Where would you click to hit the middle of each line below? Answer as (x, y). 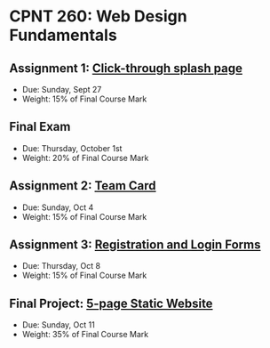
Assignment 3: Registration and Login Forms (135, 245)
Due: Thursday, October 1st (72, 148)
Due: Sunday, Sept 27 (62, 89)
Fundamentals (63, 35)
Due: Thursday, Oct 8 (61, 266)
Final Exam (40, 127)
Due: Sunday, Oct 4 (58, 207)
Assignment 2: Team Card (83, 186)
